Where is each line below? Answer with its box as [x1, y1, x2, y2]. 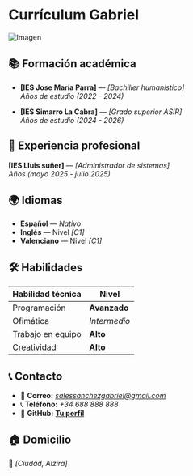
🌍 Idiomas [8, 193, 63, 207]
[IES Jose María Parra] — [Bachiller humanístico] [19, 83, 185, 92]
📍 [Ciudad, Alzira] [8, 458, 68, 468]
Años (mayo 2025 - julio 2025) [8, 168, 111, 179]
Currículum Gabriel [8, 6, 140, 24]
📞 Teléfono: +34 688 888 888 [19, 399, 119, 409]
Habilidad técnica [12, 289, 82, 300]
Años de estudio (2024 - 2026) [19, 115, 124, 125]
